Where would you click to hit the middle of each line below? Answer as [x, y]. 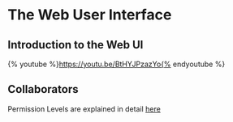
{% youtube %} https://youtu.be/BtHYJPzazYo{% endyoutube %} [116, 64]
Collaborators [43, 89]
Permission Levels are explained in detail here [84, 109]
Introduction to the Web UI [76, 45]
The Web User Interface [90, 15]
